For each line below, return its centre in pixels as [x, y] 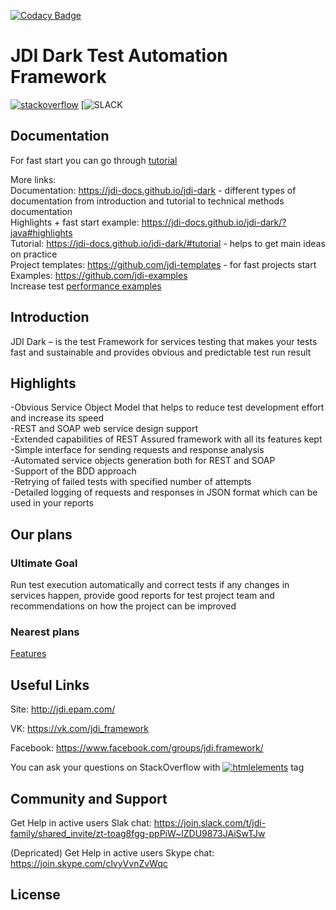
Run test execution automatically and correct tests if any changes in [150, 585]
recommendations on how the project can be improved [123, 606]
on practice [34, 254]
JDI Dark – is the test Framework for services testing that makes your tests [164, 341]
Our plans [41, 534]
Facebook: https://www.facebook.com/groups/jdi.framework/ [137, 748]
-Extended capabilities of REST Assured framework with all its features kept [166, 439]
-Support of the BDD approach [73, 471]
